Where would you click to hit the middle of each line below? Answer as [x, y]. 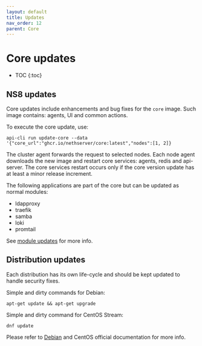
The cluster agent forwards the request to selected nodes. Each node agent [101, 154]
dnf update [20, 326]
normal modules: [27, 192]
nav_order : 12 [24, 23]
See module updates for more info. [50, 241]
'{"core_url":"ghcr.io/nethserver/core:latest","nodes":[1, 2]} [89, 143]
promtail [25, 229]
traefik [23, 210]
